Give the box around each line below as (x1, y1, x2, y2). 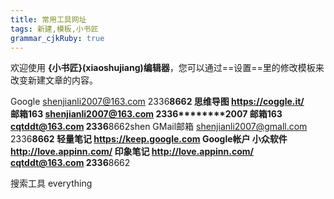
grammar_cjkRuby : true (10, 33, 105, 43)
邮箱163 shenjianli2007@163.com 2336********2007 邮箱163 (10, 108, 283, 120)
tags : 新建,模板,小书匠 (10, 24, 99, 34)
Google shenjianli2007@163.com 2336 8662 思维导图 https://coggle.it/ (10, 96, 305, 108)
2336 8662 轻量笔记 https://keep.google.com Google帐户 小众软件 (10, 133, 288, 145)
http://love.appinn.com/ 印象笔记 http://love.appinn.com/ (10, 146, 255, 158)
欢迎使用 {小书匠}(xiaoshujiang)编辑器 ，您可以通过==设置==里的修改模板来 (10, 62, 325, 74)
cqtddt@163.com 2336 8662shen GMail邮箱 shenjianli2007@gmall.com (10, 121, 308, 133)
